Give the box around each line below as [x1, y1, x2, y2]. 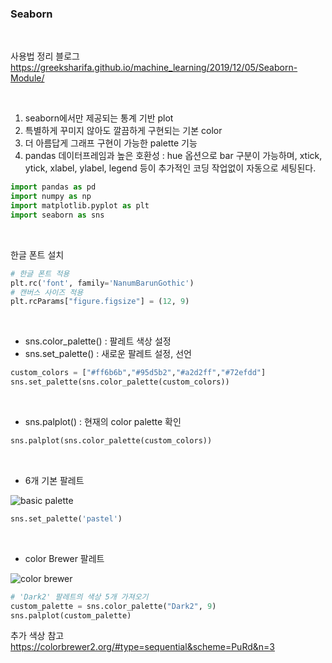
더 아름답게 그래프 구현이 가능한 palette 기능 [24, 137, 198, 149]
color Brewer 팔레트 [24, 552, 105, 564]
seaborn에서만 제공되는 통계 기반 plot [24, 112, 174, 124]
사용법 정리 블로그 [10, 50, 80, 62]
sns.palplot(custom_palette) [10, 610, 132, 621]
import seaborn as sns [10, 210, 105, 220]
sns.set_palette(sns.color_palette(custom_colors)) [10, 377, 230, 387]
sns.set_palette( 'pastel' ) [10, 513, 123, 524]
